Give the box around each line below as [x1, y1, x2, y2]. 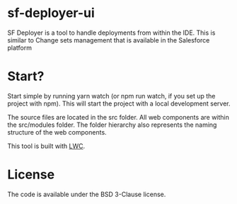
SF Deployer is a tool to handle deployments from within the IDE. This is [7, 28, 216, 37]
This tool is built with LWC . [7, 142, 86, 150]
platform [7, 43, 32, 52]
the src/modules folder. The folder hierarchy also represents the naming [7, 120, 217, 129]
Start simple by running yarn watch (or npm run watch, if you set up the [7, 91, 216, 100]
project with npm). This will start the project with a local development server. [7, 99, 231, 108]
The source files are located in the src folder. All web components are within [7, 113, 230, 121]
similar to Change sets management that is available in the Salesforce [7, 35, 210, 44]
